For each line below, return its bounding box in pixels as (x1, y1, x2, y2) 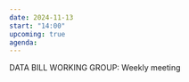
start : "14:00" (9, 21, 66, 30)
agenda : (9, 37, 38, 47)
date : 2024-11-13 (9, 12, 74, 22)
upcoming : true (9, 29, 66, 38)
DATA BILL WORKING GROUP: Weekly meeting (9, 62, 181, 73)
